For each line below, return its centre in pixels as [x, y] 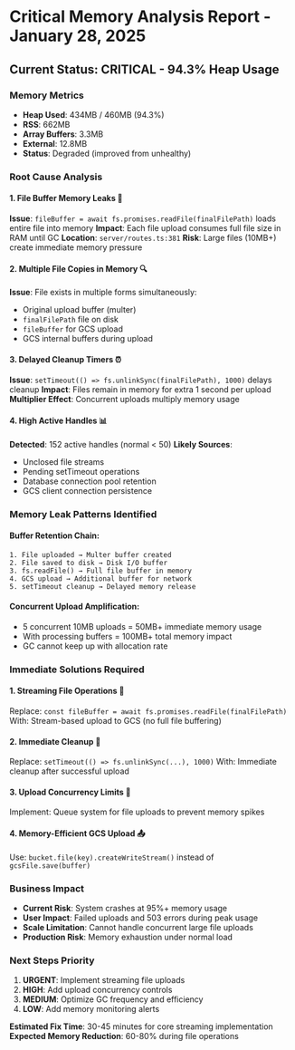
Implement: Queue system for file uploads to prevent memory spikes [137, 812]
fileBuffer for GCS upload [73, 329]
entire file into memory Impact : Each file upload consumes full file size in [145, 228]
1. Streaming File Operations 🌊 [67, 691]
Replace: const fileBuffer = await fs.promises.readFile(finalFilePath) [148, 711]
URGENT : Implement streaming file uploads [104, 980]
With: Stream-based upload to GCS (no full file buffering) [115, 721]
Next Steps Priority [52, 960]
